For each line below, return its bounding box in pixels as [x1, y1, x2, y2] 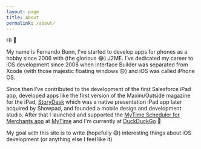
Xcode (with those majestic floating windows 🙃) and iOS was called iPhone [6, 68, 195, 75]
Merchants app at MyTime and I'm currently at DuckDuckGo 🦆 [6, 118, 162, 125]
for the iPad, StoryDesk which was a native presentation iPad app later [6, 98, 182, 106]
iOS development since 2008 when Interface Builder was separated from [6, 61, 188, 68]
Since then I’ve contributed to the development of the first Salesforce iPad [6, 86, 191, 93]
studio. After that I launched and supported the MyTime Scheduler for [6, 111, 180, 118]
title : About [6, 14, 39, 21]
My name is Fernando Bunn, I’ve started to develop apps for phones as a [6, 48, 188, 55]
